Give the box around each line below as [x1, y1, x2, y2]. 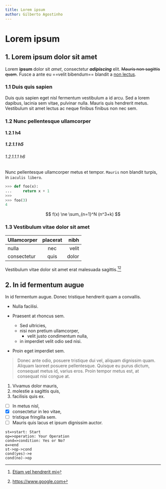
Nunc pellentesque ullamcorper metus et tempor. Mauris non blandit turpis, [5, 169, 158, 175]
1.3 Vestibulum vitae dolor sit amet [5, 224, 90, 231]
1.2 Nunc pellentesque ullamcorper [5, 117, 91, 124]
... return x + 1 [5, 189, 50, 194]
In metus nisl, [12, 403, 40, 409]
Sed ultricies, [19, 323, 47, 329]
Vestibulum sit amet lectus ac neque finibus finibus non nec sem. [5, 105, 138, 111]
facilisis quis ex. [12, 393, 45, 399]
